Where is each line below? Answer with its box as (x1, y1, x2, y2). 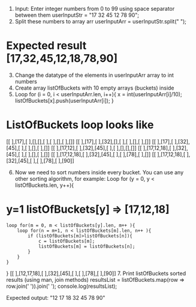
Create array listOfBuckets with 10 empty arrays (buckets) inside (14, 84, 175, 91)
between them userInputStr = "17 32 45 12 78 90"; (14, 11, 140, 19)
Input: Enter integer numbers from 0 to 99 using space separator (14, 5, 175, 12)
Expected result (6, 39, 87, 53)
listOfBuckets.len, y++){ (14, 181, 74, 189)
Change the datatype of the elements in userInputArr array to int (14, 71, 174, 79)
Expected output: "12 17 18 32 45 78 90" (6, 294, 105, 301)
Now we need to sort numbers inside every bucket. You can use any (14, 168, 184, 176)
